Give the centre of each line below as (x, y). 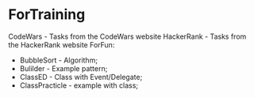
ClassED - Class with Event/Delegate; (81, 77)
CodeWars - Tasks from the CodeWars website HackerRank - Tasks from (127, 36)
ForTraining (47, 15)
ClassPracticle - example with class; (79, 85)
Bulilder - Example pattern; (63, 68)
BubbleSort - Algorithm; (58, 60)
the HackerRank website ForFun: (62, 44)
